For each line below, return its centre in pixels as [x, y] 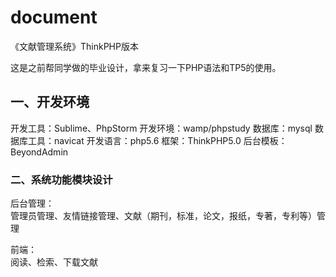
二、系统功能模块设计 [61, 179]
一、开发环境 [50, 102]
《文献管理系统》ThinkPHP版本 [74, 46]
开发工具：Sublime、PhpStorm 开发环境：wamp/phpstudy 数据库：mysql [161, 128]
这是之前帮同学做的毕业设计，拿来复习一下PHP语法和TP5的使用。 [146, 67]
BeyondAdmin [39, 152]
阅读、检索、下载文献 [54, 262]
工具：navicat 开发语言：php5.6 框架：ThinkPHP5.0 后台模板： [157, 140]
